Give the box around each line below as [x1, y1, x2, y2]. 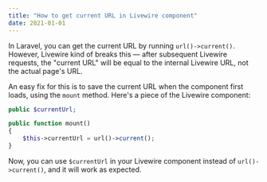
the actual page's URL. [8, 66, 83, 76]
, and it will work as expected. [43, 165, 142, 174]
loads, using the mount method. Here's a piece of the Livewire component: [8, 90, 251, 99]
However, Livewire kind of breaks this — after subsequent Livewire [8, 49, 228, 59]
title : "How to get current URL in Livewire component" [8, 11, 198, 20]
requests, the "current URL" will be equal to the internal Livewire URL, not [8, 57, 249, 68]
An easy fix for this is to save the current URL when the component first [8, 81, 244, 91]
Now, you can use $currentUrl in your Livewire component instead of [8, 156, 237, 165]
